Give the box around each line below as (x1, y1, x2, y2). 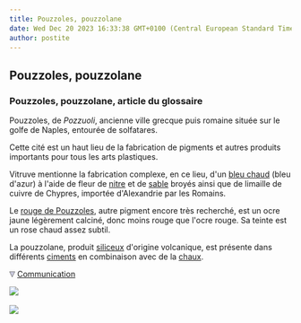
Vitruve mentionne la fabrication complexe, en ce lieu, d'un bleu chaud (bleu (9, 169, 291, 179)
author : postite (9, 33, 70, 42)
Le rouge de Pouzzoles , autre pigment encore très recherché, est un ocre (9, 205, 280, 216)
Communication (16, 269, 76, 280)
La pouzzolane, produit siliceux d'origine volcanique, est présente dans (9, 242, 273, 253)
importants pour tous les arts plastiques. (9, 152, 159, 162)
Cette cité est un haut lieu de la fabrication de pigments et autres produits (9, 142, 281, 153)
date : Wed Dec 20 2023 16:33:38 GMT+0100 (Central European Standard (9, 23, 275, 33)
